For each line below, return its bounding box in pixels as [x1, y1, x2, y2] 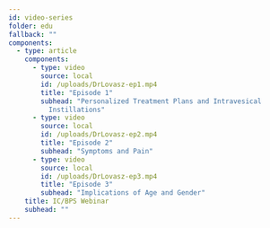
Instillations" [48, 105, 105, 114]
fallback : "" [8, 30, 57, 39]
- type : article [16, 47, 77, 56]
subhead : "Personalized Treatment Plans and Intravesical [40, 96, 262, 106]
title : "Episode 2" [40, 138, 114, 147]
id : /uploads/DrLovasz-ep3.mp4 [40, 171, 158, 180]
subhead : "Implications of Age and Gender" [40, 189, 205, 197]
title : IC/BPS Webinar [24, 197, 109, 206]
